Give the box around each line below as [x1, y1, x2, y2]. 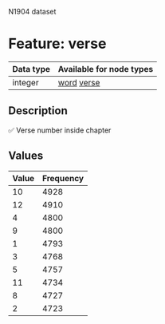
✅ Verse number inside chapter [8, 125, 112, 135]
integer [12, 77, 39, 88]
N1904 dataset [8, 7, 57, 16]
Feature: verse [8, 35, 107, 53]
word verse [57, 77, 100, 88]
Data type [12, 63, 50, 74]
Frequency [42, 172, 84, 184]
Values [8, 149, 44, 163]
